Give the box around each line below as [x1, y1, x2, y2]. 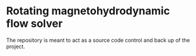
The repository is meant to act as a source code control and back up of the [6, 36, 190, 43]
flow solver [6, 17, 63, 30]
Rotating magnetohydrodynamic [6, 4, 170, 18]
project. [6, 43, 26, 50]
